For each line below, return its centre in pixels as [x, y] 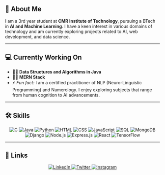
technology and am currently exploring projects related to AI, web [71, 31]
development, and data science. [38, 36]
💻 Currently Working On [43, 57]
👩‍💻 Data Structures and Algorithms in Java [57, 71]
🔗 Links [16, 155]
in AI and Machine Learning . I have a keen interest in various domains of [79, 26]
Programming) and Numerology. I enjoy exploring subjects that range [82, 90]
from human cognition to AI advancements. [56, 95]
